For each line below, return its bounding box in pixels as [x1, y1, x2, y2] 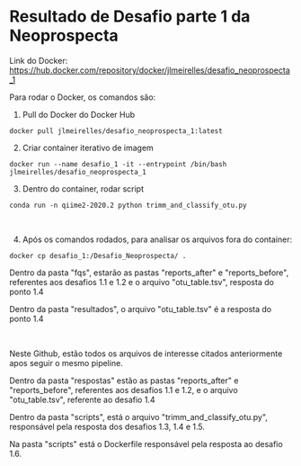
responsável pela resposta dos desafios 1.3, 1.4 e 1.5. [9, 421, 205, 432]
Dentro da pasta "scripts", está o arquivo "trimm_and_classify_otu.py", [9, 411, 268, 422]
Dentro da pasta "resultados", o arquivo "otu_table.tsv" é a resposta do [9, 303, 272, 314]
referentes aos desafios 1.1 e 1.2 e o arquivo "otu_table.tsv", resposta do [9, 276, 274, 287]
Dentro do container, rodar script [22, 183, 144, 194]
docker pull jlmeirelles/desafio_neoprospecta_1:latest [9, 126, 223, 136]
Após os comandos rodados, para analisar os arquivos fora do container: [22, 234, 293, 245]
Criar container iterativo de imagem [22, 142, 155, 153]
